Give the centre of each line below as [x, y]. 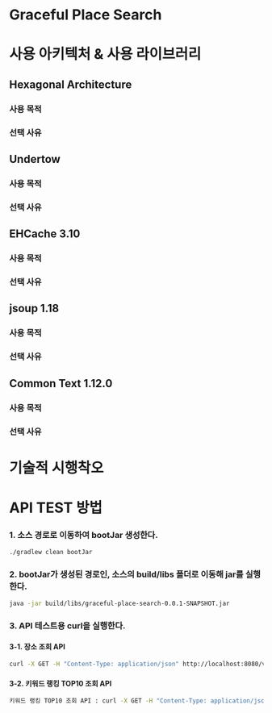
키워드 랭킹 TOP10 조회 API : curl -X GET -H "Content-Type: [108, 701]
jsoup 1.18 [34, 309]
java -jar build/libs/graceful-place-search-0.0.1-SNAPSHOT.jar [119, 604]
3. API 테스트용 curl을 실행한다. [67, 626]
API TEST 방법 [56, 508]
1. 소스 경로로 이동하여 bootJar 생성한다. [84, 535]
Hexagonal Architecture [71, 84]
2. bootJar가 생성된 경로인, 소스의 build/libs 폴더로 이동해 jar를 [127, 574]
